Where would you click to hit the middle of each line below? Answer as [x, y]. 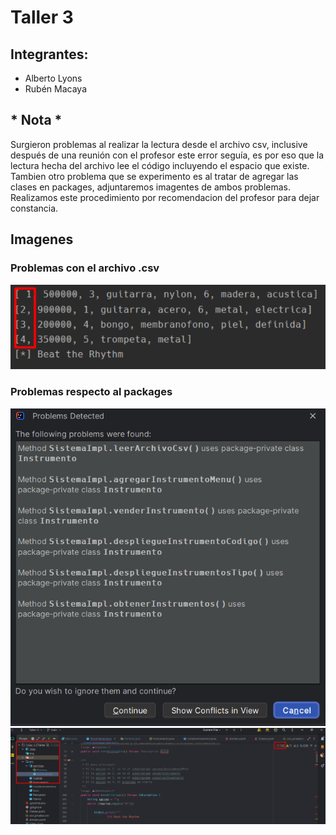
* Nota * [36, 120]
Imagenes [42, 239]
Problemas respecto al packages [91, 392]
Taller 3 [42, 17]
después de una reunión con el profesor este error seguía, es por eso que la [167, 155]
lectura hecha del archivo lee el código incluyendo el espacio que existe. [160, 165]
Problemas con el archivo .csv [85, 268]
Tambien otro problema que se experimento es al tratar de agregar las [154, 176]
